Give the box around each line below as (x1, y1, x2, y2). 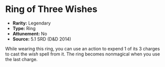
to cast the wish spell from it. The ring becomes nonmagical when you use (5, 51, 160, 57)
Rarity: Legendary (12, 20, 51, 26)
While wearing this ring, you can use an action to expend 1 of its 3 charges (5, 45, 160, 51)
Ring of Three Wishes (5, 3, 97, 15)
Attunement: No (12, 30, 47, 36)
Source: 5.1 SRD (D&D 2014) (12, 36, 72, 42)
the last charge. (5, 56, 38, 62)
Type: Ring (12, 25, 36, 31)
